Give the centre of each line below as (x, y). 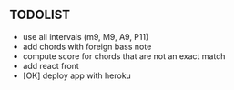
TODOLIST (40, 15)
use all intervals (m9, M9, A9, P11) (86, 36)
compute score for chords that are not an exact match (124, 56)
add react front (51, 65)
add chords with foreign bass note (87, 46)
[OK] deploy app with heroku (77, 75)
